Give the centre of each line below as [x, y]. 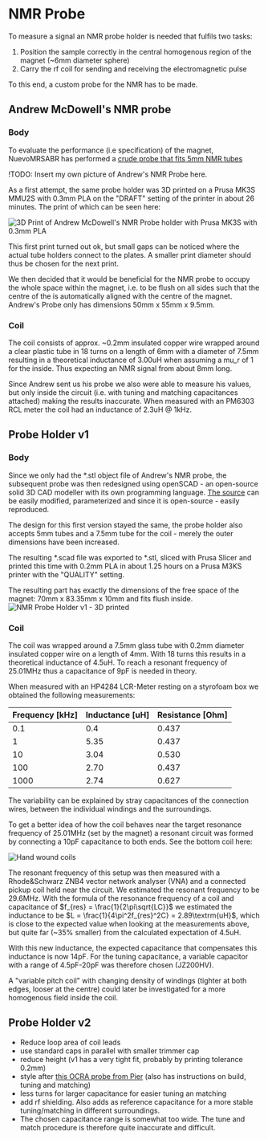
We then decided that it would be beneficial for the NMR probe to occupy [129, 279]
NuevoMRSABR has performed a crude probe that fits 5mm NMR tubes [126, 158]
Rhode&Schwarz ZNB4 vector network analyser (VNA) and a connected [127, 881]
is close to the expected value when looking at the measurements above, [129, 923]
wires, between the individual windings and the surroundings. [110, 808]
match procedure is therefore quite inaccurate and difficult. [118, 1127]
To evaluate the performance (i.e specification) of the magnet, [111, 150]
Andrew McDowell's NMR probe [90, 110]
